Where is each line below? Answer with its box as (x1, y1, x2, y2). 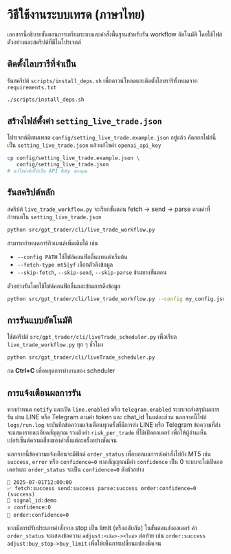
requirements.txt (7, 84, 57, 91)
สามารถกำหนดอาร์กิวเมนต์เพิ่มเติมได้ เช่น (7, 239, 98, 247)
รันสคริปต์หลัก (7, 186, 55, 199)
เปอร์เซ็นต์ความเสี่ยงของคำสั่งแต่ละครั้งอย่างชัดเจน (7, 436, 118, 445)
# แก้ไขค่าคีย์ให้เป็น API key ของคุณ (7, 168, 88, 175)
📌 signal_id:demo (7, 497, 57, 505)
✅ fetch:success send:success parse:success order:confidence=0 (7, 485, 197, 492)
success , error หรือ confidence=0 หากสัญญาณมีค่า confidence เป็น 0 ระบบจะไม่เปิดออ (7, 458, 223, 466)
